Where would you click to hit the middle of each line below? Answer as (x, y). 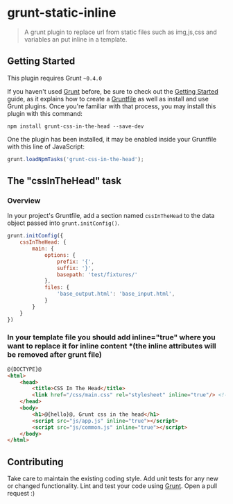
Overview (24, 201)
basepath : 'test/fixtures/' (97, 275)
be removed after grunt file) (54, 355)
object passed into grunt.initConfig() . (63, 223)
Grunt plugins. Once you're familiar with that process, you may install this (112, 106)
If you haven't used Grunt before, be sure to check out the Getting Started (113, 91)
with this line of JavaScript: (46, 146)
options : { (60, 255)
